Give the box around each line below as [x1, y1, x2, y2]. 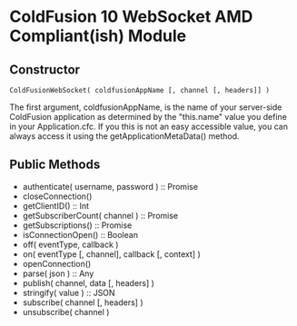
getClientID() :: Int [22, 200, 89, 211]
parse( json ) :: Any [22, 268, 94, 279]
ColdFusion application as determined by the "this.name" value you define [9, 112, 288, 122]
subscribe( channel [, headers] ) [22, 297, 144, 308]
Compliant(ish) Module [9, 25, 187, 46]
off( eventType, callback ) [22, 239, 119, 250]
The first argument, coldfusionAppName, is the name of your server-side [9, 102, 282, 113]
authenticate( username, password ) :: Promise [22, 181, 198, 192]
